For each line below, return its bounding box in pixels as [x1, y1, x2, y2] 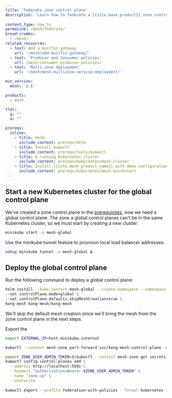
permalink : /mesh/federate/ [5, 27, 66, 32]
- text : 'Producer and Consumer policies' [10, 55, 102, 61]
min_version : [5, 79, 33, 84]
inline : [10, 130, 27, 136]
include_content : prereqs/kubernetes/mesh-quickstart [18, 169, 137, 174]
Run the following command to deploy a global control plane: [5, 277, 134, 283]
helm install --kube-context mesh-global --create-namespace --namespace [5, 287, 166, 292]
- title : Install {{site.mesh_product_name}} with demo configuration [14, 164, 168, 169]
